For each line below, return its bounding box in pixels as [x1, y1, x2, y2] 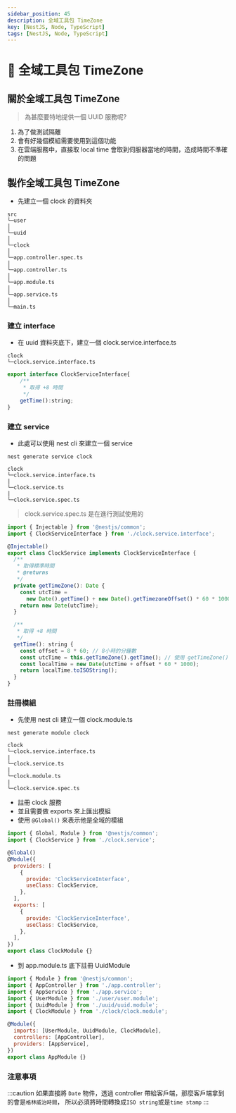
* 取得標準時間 [16, 562, 55, 570]
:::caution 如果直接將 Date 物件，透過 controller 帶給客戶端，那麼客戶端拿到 [7, 1088, 225, 1097]
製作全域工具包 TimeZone [7, 177, 120, 189]
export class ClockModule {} [7, 947, 93, 955]
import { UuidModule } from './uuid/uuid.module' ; [7, 1002, 159, 1009]
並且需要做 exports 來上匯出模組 [17, 807, 111, 816]
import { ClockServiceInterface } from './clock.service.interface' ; [7, 530, 216, 537]
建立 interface [7, 321, 55, 331]
